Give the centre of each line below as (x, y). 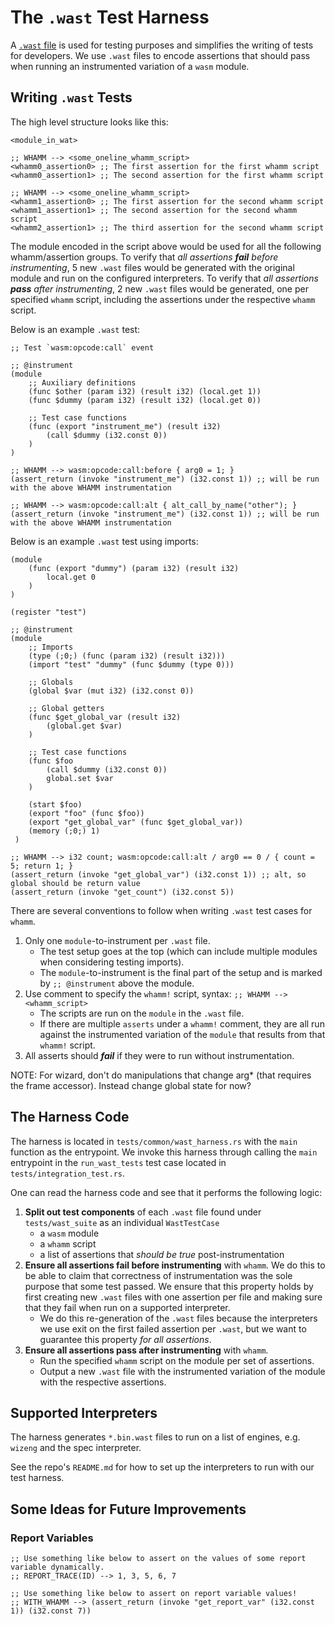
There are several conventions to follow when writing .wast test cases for (161, 910)
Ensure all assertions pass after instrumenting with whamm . (146, 1350)
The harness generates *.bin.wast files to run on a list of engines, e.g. (155, 1437)
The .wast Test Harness (110, 17)
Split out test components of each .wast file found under (143, 1212)
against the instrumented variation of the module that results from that (182, 1034)
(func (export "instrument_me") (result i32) (125, 426)
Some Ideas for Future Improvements (128, 1509)
